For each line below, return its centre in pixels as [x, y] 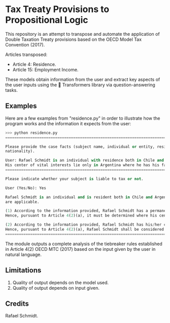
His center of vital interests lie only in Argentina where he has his [82, 165]
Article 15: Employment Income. [46, 70]
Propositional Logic [47, 20]
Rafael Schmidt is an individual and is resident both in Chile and [79, 197]
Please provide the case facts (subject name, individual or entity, [80, 147]
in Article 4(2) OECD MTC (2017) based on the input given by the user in [80, 249]
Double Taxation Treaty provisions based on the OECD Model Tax [73, 39]
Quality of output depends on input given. [56, 288]
